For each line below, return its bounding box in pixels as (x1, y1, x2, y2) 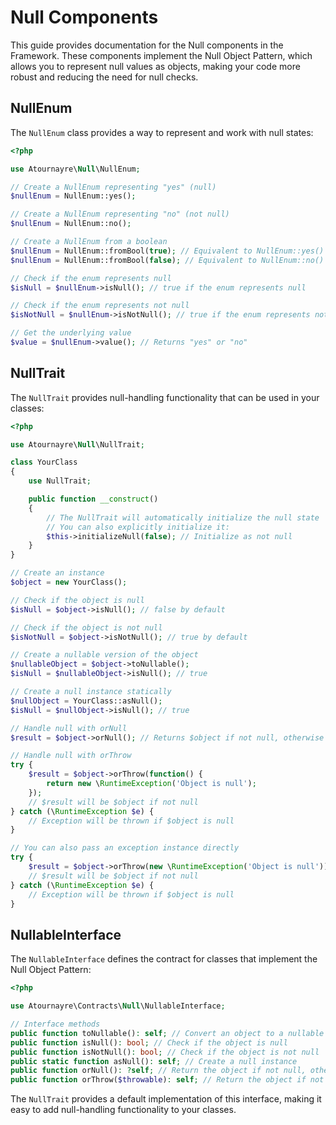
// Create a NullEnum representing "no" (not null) (10, 209, 230, 220)
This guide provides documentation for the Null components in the (10, 39, 284, 51)
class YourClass (10, 457, 78, 468)
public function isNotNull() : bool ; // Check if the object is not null (10, 1047, 320, 1057)
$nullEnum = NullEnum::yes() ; (10, 191, 137, 201)
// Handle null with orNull (10, 723, 128, 733)
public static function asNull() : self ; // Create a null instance (10, 1056, 298, 1066)
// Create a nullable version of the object (10, 650, 199, 660)
